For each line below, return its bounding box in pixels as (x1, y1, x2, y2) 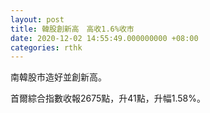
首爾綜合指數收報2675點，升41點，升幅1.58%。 (10, 92, 207, 105)
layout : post (10, 14, 65, 25)
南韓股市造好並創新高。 (10, 71, 107, 83)
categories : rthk (10, 42, 83, 53)
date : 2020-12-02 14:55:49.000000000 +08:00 (10, 33, 199, 43)
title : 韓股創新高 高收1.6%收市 (10, 24, 135, 34)
